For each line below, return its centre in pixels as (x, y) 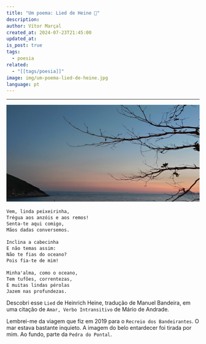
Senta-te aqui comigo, (35, 224)
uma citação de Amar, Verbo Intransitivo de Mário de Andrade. (88, 310)
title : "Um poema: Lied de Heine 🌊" (53, 13)
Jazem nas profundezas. (37, 292)
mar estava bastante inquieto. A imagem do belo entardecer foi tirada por (99, 328)
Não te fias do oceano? (37, 255)
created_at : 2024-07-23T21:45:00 (49, 33)
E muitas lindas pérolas (38, 286)
